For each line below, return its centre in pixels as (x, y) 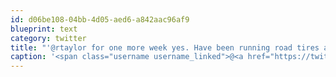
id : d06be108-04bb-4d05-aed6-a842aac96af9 (100, 19)
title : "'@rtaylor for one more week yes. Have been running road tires (165, 47)
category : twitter (48, 38)
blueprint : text (44, 29)
